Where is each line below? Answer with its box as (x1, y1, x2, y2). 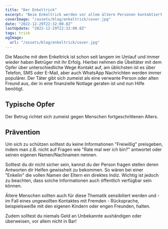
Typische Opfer (5, 100, 55, 109)
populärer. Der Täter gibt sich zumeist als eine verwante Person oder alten (5, 75, 159, 81)
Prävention (5, 128, 40, 136)
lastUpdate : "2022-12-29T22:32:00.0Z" (5, 26, 86, 31)
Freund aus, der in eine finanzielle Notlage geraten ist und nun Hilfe (5, 80, 144, 86)
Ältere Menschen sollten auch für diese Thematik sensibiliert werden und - (5, 192, 159, 198)
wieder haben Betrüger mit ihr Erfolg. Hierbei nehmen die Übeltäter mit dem (5, 59, 162, 65)
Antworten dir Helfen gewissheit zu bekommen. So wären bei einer (5, 167, 144, 173)
